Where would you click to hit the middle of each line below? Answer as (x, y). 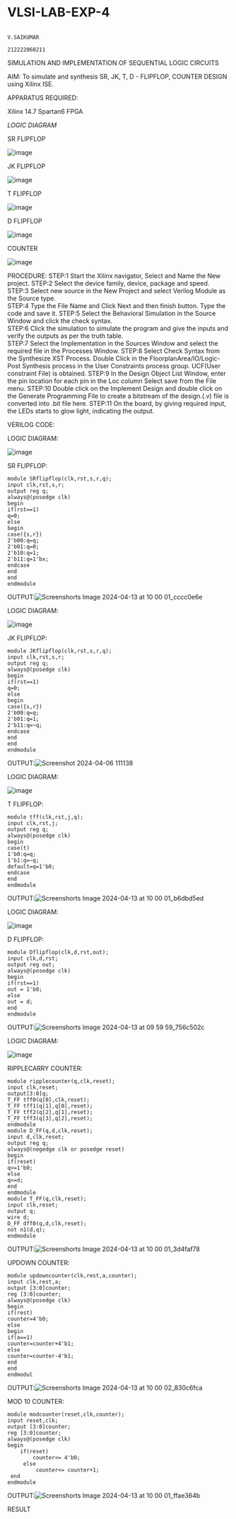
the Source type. (32, 298)
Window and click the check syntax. (60, 321)
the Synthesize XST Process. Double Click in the (78, 358)
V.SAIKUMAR (23, 37)
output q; (22, 1211)
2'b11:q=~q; (25, 725)
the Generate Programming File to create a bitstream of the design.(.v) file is (118, 396)
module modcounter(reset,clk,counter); (66, 1414)
